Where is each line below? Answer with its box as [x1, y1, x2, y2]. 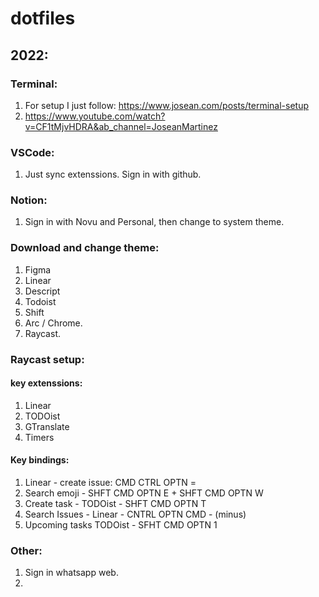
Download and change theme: [10, 241, 160, 255]
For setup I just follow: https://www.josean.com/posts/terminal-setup [24, 99, 309, 111]
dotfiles [10, 7, 76, 30]
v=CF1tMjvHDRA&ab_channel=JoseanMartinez [24, 120, 218, 132]
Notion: [10, 193, 48, 207]
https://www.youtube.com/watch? [24, 110, 166, 122]
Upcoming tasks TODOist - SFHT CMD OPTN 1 [24, 519, 218, 531]
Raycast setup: [10, 352, 85, 366]
